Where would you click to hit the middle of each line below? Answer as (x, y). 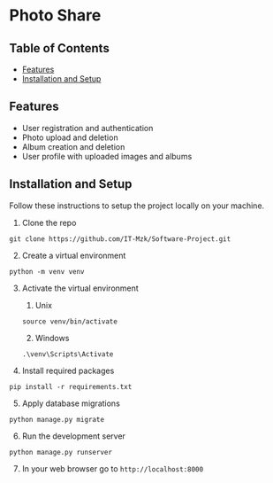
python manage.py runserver (61, 452)
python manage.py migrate (57, 419)
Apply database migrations (71, 403)
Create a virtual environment (74, 255)
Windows (52, 338)
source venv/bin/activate (69, 321)
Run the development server (74, 436)
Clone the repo (49, 222)
